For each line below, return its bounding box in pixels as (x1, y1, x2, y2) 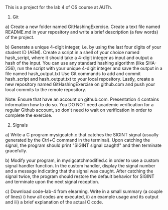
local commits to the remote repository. (5, 87, 86, 92)
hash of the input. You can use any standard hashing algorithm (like (5, 60, 144, 66)
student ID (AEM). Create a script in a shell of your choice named (5, 50, 139, 55)
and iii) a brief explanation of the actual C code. (5, 199, 104, 205)
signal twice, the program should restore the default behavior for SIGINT (5, 173, 154, 179)
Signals (12, 122, 28, 128)
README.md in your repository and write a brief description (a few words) (5, 29, 158, 35)
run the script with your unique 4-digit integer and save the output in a (17, 65, 163, 71)
